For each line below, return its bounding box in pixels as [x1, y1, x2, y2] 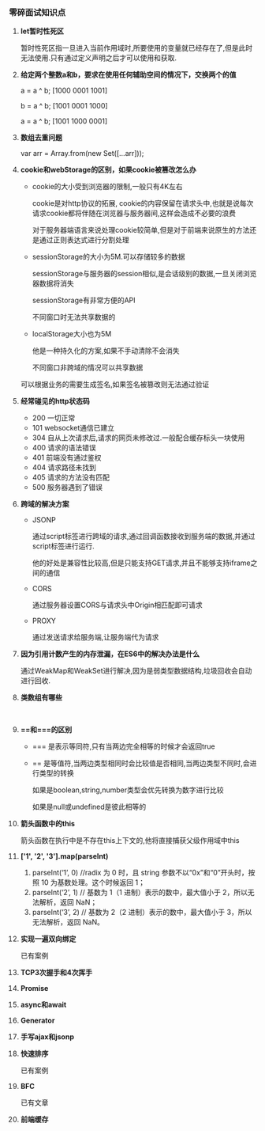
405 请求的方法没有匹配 [32, 473, 110, 482]
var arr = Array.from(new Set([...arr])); [20, 149, 144, 158]
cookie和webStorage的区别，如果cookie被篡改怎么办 [20, 165, 196, 175]
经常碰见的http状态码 [20, 397, 90, 406]
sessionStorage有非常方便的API [32, 295, 136, 306]
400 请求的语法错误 [32, 443, 97, 453]
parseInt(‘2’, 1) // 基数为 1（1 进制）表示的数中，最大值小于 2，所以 [32, 888, 248, 898]
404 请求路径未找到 [32, 463, 97, 473]
